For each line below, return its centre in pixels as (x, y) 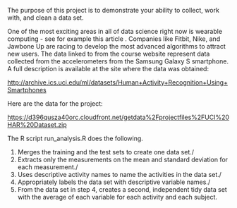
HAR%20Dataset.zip (37, 125)
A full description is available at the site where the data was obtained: (108, 69)
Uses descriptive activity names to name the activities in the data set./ (120, 175)
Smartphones (27, 90)
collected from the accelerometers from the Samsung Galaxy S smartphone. (118, 61)
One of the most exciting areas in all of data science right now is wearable (115, 31)
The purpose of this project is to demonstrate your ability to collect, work (114, 10)
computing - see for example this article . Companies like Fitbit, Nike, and (114, 39)
